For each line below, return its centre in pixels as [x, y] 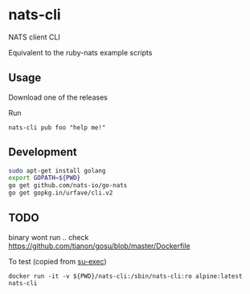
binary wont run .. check [49, 237]
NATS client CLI [34, 37]
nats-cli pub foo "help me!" [57, 127]
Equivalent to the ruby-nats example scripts [80, 52]
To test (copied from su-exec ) [57, 261]
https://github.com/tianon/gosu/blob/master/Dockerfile [99, 246]
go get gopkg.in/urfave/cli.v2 [61, 193]
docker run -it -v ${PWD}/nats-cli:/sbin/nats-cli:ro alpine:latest [125, 276]
